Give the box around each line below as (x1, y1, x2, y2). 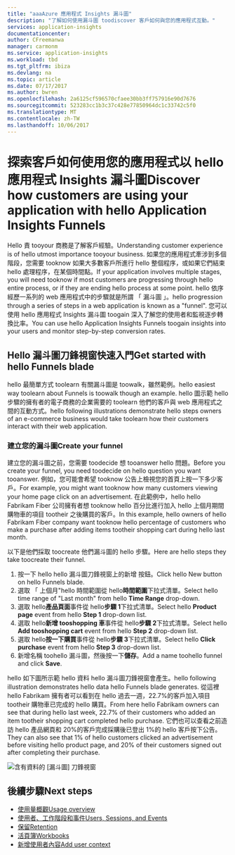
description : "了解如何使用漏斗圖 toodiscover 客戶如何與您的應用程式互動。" (7, 17, 215, 24)
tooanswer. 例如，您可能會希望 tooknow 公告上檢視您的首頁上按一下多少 (7, 475, 217, 483)
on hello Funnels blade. (17, 578, 86, 586)
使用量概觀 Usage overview (17, 805, 96, 813)
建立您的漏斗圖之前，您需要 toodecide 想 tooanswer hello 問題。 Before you (7, 458, 226, 467)
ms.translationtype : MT (7, 108, 77, 116)
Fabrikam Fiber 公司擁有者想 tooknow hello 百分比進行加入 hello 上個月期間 (7, 501, 224, 509)
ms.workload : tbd (7, 56, 58, 63)
